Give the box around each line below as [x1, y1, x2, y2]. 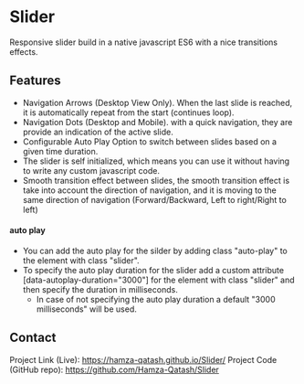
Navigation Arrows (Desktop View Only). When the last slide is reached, [22, 97, 293, 108]
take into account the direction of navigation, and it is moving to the [22, 185, 277, 196]
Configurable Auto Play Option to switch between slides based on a [22, 135, 277, 147]
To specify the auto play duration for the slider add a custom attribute [22, 264, 285, 275]
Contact [9, 330, 57, 346]
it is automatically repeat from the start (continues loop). [22, 107, 235, 118]
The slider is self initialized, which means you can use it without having [22, 155, 290, 166]
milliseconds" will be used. [36, 304, 137, 315]
